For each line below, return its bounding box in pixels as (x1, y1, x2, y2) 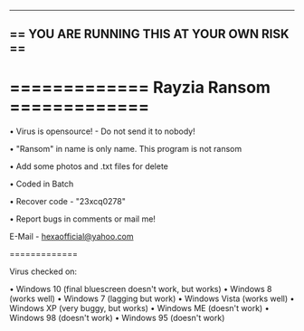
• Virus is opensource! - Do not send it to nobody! (9, 126, 196, 137)
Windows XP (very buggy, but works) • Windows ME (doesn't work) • (9, 303, 270, 314)
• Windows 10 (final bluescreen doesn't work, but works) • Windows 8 (9, 284, 272, 295)
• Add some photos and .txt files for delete (9, 161, 169, 172)
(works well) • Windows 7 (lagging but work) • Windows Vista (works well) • (9, 293, 295, 304)
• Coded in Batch (9, 178, 74, 190)
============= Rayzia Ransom (9, 77, 271, 98)
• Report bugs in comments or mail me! (9, 213, 157, 224)
